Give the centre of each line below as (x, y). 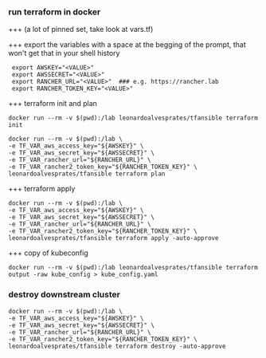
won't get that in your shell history (64, 53)
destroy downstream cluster (65, 295)
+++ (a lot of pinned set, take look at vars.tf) (81, 30)
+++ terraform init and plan (53, 104)
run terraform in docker (55, 12)
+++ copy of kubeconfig (49, 253)
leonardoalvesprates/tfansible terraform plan (87, 174)
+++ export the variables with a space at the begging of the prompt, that (127, 45)
